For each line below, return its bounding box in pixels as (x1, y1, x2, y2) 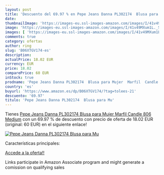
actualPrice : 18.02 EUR (5, 57, 54, 62)
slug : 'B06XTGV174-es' (5, 48, 51, 53)
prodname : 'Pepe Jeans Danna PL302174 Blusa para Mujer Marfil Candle (5, 79, 159, 84)
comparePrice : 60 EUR (5, 71, 49, 76)
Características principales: (5, 140, 60, 146)
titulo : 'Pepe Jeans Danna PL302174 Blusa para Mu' (5, 98, 115, 103)
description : (5, 52, 32, 58)
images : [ (5, 30, 25, 35)
